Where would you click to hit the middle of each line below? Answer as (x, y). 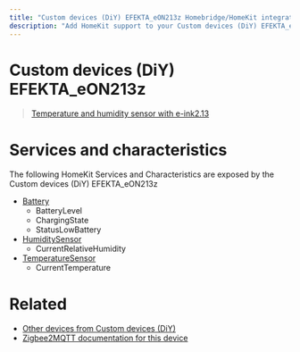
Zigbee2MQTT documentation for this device (105, 338)
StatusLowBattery (68, 230)
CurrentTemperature (73, 268)
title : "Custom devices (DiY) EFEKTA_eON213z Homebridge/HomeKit (133, 17)
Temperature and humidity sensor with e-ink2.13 (120, 113)
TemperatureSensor (59, 258)
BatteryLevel (59, 211)
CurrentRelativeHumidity (81, 249)
